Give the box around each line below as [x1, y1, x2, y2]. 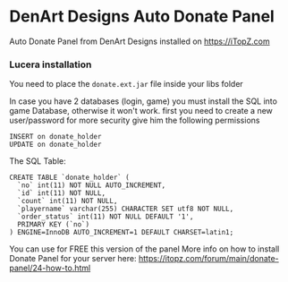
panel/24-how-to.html [9, 262, 91, 274]
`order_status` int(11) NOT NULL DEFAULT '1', [17, 212, 194, 221]
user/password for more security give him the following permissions [9, 115, 260, 126]
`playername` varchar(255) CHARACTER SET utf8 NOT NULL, [17, 204, 234, 214]
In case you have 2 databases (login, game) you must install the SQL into [9, 96, 277, 107]
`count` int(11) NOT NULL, [17, 197, 118, 206]
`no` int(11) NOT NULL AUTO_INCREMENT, [17, 181, 166, 190]
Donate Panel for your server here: [9, 253, 137, 264]
